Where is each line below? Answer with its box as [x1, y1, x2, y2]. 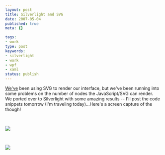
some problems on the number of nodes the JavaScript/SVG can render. [5, 90, 154, 96]
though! [5, 106, 21, 112]
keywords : [5, 48, 26, 54]
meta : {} [5, 26, 23, 31]
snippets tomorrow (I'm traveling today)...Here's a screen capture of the [5, 101, 153, 107]
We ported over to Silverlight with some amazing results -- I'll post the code [5, 96, 161, 102]
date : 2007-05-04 [5, 16, 41, 21]
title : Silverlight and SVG [5, 12, 64, 17]
